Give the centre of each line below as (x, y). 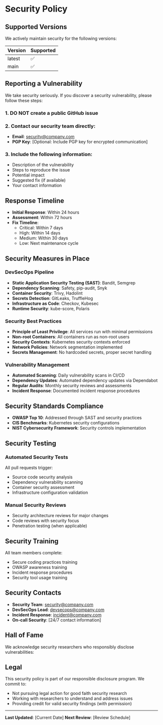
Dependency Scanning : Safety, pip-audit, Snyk (60, 288)
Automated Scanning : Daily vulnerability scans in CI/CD (68, 375)
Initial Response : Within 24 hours (46, 212)
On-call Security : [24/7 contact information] (57, 620)
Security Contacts (33, 593)
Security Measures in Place (47, 259)
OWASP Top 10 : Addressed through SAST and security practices (77, 418)
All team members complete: (34, 553)
